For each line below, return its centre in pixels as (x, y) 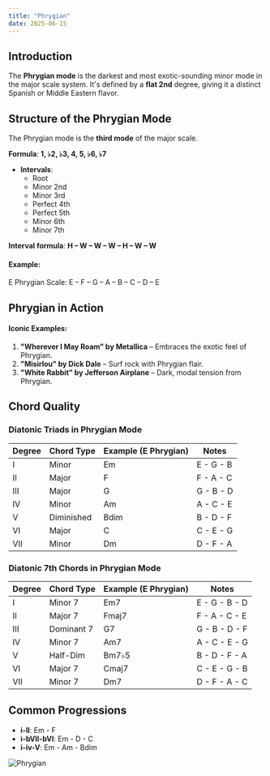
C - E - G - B (222, 668)
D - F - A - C (222, 681)
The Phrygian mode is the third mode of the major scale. (103, 138)
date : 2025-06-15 (38, 24)
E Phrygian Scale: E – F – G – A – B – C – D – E (84, 282)
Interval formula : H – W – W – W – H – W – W (82, 246)
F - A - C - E (222, 615)
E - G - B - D (222, 602)
